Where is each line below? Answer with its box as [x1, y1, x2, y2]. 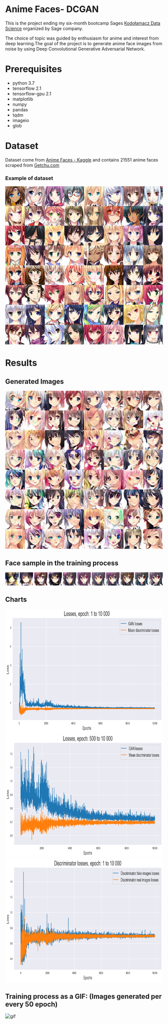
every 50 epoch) [5, 1000, 58, 1008]
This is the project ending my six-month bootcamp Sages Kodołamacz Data [5, 20, 161, 26]
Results [5, 357, 37, 369]
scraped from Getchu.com [5, 162, 59, 168]
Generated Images [5, 377, 64, 386]
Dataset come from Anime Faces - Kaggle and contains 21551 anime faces [5, 157, 158, 163]
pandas [12, 106, 28, 112]
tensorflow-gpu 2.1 [12, 90, 51, 96]
